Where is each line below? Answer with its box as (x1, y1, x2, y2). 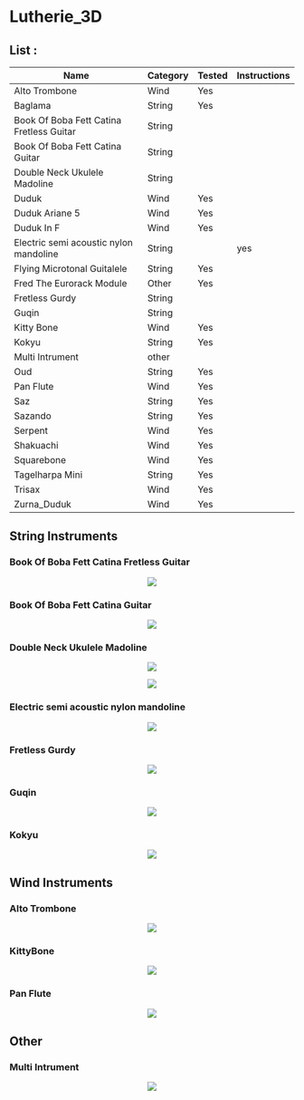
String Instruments (9, 528, 119, 545)
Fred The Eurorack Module (14, 277, 128, 289)
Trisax (14, 483, 41, 496)
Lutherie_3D (9, 6, 102, 27)
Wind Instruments (9, 874, 113, 890)
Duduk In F (14, 222, 61, 234)
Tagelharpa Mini (14, 468, 83, 481)
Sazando (14, 410, 52, 422)
